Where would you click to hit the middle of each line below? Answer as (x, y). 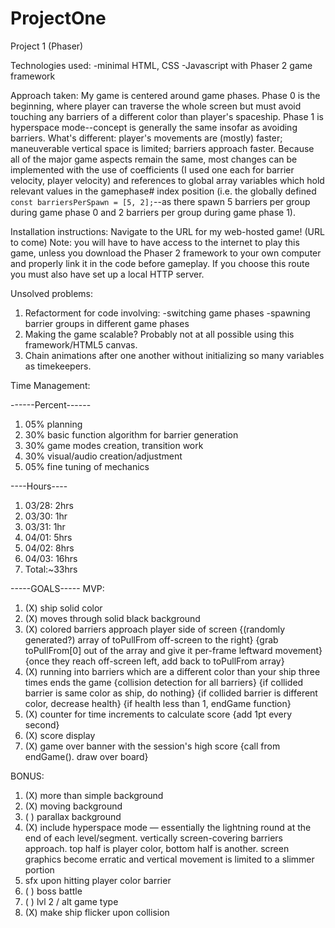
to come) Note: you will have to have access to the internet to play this (155, 242)
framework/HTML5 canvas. (81, 344)
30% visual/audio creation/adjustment (103, 456)
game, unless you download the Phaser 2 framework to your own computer (166, 253)
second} (42, 724)
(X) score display (60, 735)
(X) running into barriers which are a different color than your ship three (172, 671)
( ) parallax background (73, 816)
